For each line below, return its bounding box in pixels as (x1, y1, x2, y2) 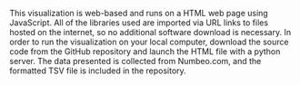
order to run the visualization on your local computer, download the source (9, 36, 289, 47)
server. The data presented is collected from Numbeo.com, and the (9, 56, 262, 66)
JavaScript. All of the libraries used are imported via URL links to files (9, 17, 269, 28)
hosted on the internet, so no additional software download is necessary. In (9, 27, 292, 37)
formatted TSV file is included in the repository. (9, 65, 186, 76)
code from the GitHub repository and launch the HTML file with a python (9, 46, 281, 57)
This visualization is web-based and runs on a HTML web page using (9, 8, 268, 18)
